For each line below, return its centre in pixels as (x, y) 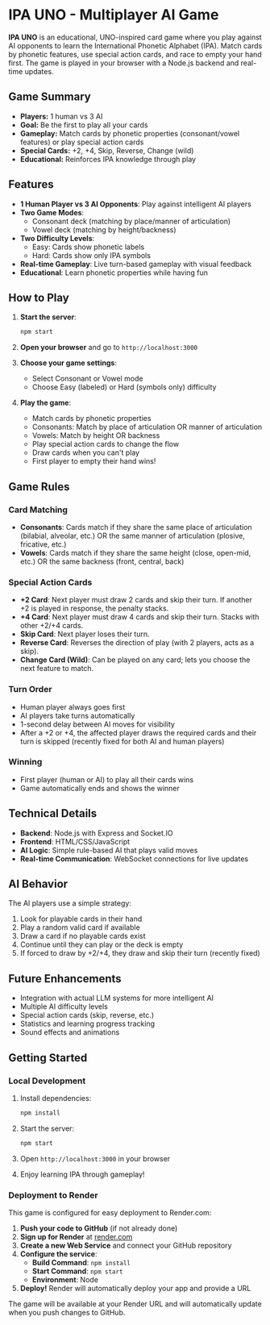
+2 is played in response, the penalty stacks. (94, 608)
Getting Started (48, 1058)
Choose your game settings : (68, 363)
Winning (25, 762)
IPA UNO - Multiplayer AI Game (114, 15)
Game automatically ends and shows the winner (100, 788)
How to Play (39, 297)
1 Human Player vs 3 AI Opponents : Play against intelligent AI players (135, 204)
